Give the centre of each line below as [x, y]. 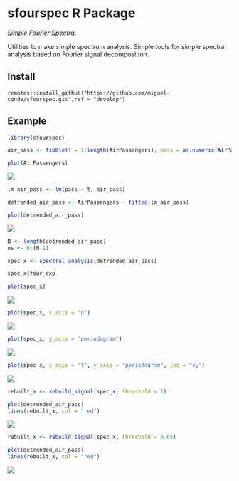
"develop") [110, 99]
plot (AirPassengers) [38, 163]
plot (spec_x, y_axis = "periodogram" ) [65, 339]
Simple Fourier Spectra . [42, 33]
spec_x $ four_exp [31, 274]
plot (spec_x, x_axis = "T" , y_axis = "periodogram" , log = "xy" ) [106, 365]
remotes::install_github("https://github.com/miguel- [89, 93]
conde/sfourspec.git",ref [46, 99]
